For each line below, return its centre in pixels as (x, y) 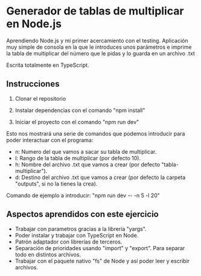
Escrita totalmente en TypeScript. (48, 65)
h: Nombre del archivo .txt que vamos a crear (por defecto (88, 165)
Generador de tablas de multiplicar (95, 11)
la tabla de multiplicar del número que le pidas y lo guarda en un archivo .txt (101, 53)
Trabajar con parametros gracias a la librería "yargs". (81, 229)
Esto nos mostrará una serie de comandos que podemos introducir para (96, 133)
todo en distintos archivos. (48, 254)
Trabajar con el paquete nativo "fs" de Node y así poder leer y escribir (102, 261)
